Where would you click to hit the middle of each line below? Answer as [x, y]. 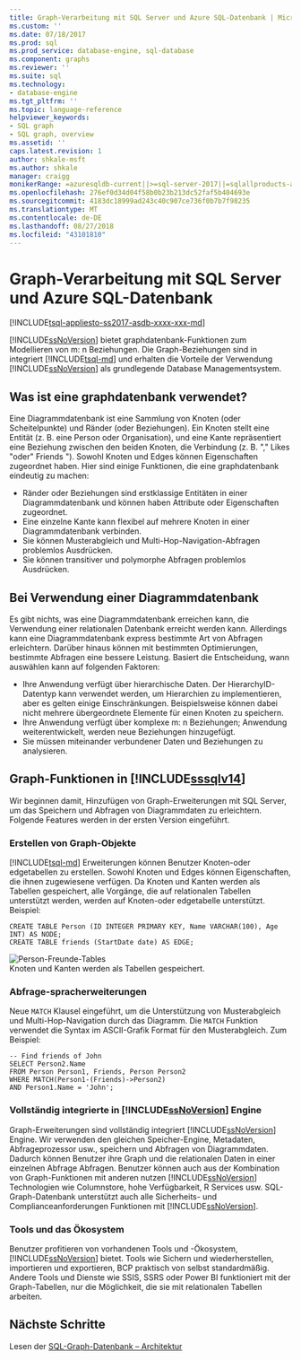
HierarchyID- [251, 684]
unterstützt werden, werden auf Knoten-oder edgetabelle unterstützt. [138, 901]
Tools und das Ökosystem [67, 1229]
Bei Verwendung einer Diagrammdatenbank [134, 597]
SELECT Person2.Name [48, 1064]
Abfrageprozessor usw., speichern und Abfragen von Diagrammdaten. [139, 1148]
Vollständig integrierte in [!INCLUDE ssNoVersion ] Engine [136, 1111]
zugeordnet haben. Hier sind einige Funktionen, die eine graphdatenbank [144, 466]
